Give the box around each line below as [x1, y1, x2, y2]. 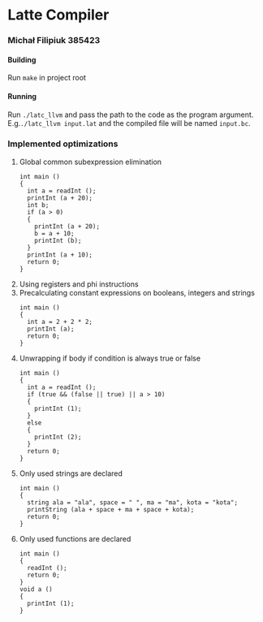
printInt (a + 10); [27, 250, 93, 259]
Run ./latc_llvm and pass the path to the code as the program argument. [7, 110, 254, 119]
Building [7, 54, 37, 64]
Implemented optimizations [7, 138, 119, 149]
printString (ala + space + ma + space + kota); [27, 505, 195, 513]
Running [7, 91, 37, 101]
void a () [19, 585, 54, 594]
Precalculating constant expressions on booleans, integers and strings [19, 287, 255, 297]
